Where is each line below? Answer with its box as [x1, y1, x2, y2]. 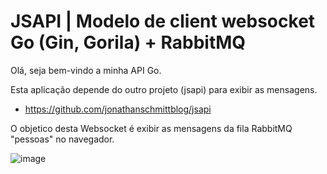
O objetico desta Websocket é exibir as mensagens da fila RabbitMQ [10, 122, 293, 134]
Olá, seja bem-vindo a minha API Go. [10, 64, 162, 76]
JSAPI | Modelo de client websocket [10, 10, 316, 33]
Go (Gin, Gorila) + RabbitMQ [10, 31, 247, 54]
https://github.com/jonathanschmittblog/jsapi [24, 103, 212, 115]
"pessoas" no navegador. [10, 133, 115, 145]
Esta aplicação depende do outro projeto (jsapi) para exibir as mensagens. [10, 83, 318, 95]
